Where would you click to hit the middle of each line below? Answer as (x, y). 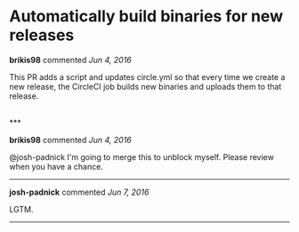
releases (42, 35)
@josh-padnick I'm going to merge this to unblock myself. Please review (141, 156)
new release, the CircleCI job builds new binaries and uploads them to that (145, 86)
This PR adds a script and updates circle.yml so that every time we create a (147, 76)
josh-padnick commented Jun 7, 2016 (79, 192)
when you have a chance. (57, 166)
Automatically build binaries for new (146, 16)
